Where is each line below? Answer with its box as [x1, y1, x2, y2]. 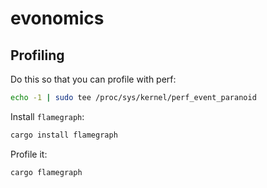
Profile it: [10, 148, 48, 160]
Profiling [10, 47, 65, 64]
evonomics [10, 7, 105, 30]
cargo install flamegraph [10, 130, 118, 140]
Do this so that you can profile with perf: [10, 73, 177, 85]
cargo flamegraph [10, 167, 83, 177]
